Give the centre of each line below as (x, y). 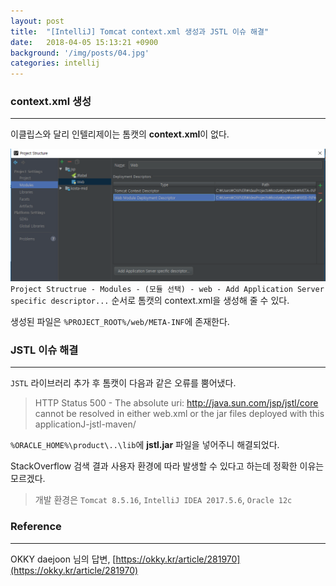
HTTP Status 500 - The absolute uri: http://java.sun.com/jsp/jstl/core (176, 403)
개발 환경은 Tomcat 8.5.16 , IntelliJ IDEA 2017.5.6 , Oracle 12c (163, 500)
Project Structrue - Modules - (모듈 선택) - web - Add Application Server (167, 290)
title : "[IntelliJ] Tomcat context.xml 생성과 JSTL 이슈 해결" (140, 31)
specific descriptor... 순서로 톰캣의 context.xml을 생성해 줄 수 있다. (150, 301)
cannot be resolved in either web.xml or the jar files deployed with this (179, 414)
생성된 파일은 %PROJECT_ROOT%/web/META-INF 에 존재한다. (120, 322)
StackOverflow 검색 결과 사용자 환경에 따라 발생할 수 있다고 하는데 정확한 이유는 (167, 466)
